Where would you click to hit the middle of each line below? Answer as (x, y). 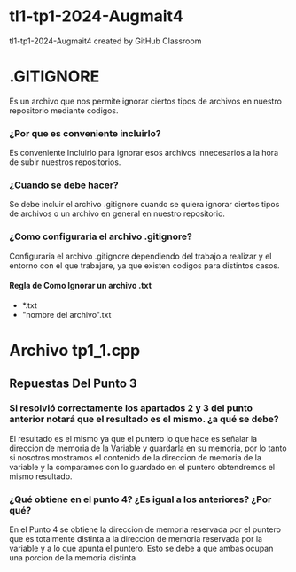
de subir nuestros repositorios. (65, 162)
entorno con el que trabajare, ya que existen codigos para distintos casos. (145, 265)
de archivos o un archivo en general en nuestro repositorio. (117, 213)
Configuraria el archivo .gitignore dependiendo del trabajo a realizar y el (140, 256)
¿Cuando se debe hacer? (64, 185)
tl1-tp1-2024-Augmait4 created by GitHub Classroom (105, 41)
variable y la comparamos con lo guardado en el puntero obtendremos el (142, 467)
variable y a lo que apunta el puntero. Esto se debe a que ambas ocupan (141, 549)
